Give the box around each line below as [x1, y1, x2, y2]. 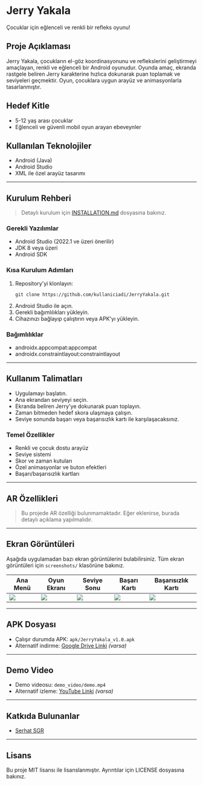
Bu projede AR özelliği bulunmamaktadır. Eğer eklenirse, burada [21, 510, 180, 516]
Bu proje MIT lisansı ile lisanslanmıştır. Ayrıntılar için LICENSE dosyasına [6, 766, 184, 773]
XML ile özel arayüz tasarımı [14, 170, 86, 177]
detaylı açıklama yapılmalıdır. [21, 516, 93, 523]
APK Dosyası [6, 620, 56, 630]
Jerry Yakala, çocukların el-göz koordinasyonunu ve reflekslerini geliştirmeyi [6, 57, 197, 64]
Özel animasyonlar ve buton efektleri [14, 464, 107, 471]
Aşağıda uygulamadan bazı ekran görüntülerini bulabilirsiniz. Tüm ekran [6, 555, 184, 563]
